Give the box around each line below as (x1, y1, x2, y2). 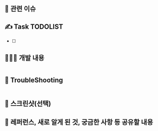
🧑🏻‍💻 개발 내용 (4, 53, 45, 62)
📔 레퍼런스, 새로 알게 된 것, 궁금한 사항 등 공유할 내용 (4, 118, 153, 126)
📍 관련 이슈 (4, 4, 36, 13)
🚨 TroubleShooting (4, 76, 63, 85)
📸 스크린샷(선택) (4, 99, 51, 108)
